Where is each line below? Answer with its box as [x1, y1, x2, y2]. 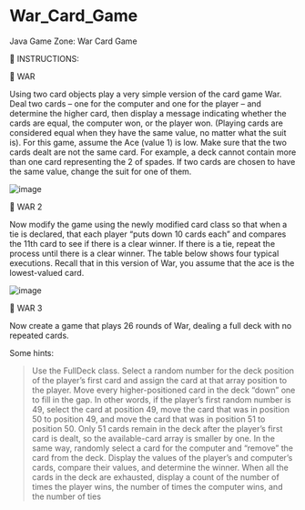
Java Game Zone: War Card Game [9, 36, 138, 46]
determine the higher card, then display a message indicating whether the [9, 107, 287, 118]
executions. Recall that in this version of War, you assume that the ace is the [9, 257, 295, 269]
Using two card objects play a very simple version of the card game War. [9, 88, 282, 99]
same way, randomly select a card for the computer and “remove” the [31, 443, 294, 454]
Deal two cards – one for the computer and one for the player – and [9, 97, 262, 109]
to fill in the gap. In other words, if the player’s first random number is [31, 393, 291, 405]
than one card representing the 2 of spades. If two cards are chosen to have [9, 156, 296, 167]
